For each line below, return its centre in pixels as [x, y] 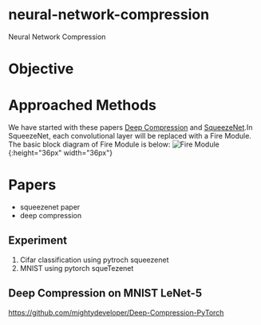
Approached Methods [83, 106]
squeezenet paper [50, 207]
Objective [41, 69]
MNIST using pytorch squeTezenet [77, 268]
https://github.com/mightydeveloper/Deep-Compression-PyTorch [116, 312]
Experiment [38, 241]
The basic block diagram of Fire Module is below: [89, 144]
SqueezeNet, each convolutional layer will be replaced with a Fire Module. [130, 136]
